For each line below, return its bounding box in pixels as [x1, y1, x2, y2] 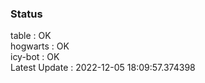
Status [10, 7, 43, 21]
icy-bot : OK [10, 51, 60, 63]
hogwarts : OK [10, 40, 70, 52]
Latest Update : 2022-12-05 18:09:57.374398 [10, 62, 196, 74]
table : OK [10, 30, 52, 42]
